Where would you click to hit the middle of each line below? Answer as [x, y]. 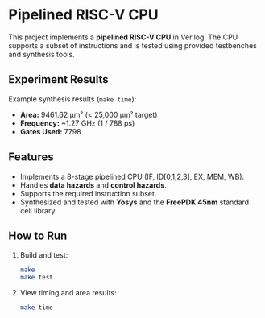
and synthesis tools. [41, 54]
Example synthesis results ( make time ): [72, 99]
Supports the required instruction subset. [88, 193]
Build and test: [44, 255]
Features [31, 157]
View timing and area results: [68, 293]
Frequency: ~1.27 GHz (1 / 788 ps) [77, 123]
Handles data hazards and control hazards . [93, 185]
